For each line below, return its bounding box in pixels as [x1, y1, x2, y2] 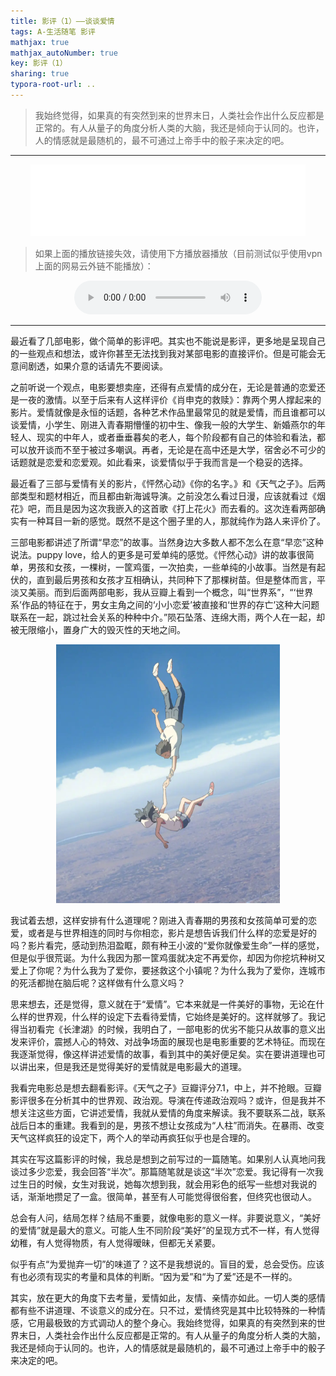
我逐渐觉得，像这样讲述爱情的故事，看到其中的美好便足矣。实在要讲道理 [10, 1048, 308, 1060]
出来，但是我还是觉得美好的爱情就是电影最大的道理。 [27, 1060, 247, 1072]
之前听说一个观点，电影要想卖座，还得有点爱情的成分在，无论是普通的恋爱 [10, 381, 317, 393]
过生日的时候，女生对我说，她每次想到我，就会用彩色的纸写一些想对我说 [10, 1178, 308, 1190]
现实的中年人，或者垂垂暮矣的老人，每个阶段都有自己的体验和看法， [36, 431, 317, 443]
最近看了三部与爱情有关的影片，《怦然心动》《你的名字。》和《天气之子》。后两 [10, 477, 326, 489]
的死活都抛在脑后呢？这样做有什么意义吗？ [10, 976, 186, 989]
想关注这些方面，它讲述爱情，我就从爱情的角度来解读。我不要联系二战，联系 [10, 1106, 326, 1119]
